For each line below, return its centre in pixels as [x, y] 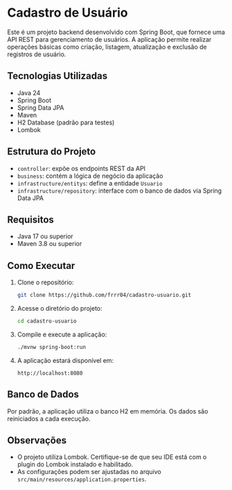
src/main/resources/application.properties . [82, 479]
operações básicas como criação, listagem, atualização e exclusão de [107, 47]
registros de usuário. [37, 54]
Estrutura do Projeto [52, 152]
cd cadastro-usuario [47, 321]
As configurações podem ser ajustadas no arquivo [89, 472]
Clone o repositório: [45, 282]
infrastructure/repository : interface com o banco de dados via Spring [119, 190]
